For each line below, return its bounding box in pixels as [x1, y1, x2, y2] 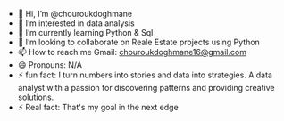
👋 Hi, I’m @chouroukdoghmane [17, 9, 132, 19]
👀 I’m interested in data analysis [17, 18, 136, 28]
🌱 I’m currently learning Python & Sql [17, 28, 154, 37]
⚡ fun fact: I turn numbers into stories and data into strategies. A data [17, 69, 272, 80]
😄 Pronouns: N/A [17, 60, 83, 70]
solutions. [17, 92, 54, 102]
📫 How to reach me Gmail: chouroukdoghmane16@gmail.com [17, 47, 247, 57]
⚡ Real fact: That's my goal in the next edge [17, 102, 179, 112]
